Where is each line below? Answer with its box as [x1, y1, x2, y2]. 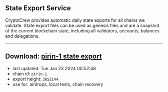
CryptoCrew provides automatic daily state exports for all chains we [5, 17, 145, 23]
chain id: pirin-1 [12, 71, 47, 77]
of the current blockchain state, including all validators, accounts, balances [5, 27, 160, 34]
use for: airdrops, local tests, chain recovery [12, 81, 103, 87]
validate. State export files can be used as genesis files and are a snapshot [5, 22, 159, 28]
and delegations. [5, 33, 40, 39]
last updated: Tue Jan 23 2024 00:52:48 [12, 65, 96, 71]
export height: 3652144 [12, 76, 58, 82]
